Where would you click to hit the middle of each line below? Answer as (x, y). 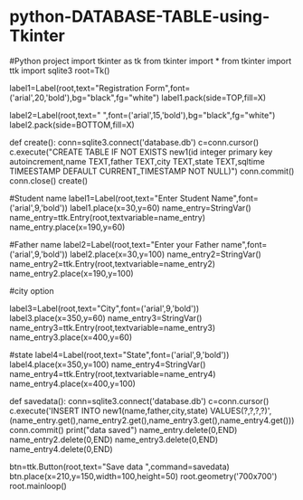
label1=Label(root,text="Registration (77, 88)
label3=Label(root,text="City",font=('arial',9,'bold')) (104, 308)
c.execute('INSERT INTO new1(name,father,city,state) (109, 410)
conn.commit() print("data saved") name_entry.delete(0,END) (123, 429)
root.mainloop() (38, 486)
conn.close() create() (49, 180)
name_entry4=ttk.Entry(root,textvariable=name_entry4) (113, 373)
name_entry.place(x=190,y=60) (67, 227)
